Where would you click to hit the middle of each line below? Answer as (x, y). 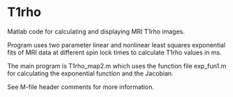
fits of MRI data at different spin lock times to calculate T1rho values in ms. (114, 52)
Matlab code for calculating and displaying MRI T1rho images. (96, 31)
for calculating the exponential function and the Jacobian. (90, 73)
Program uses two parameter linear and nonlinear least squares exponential (116, 45)
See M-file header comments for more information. (81, 87)
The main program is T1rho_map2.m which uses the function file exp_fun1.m (117, 66)
